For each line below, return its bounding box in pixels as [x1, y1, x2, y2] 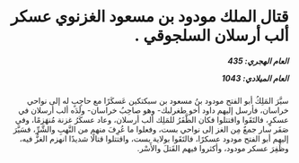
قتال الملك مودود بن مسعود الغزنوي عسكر [10, 6, 289, 27]
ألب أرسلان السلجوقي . [134, 25, 289, 46]
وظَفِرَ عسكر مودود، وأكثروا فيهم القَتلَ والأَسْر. [136, 143, 289, 154]
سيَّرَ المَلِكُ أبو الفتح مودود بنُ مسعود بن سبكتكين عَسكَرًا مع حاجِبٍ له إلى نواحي [26, 96, 289, 107]
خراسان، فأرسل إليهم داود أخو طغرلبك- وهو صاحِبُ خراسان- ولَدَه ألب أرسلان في [18, 105, 289, 116]
